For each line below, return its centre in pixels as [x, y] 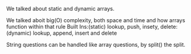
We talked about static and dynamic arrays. [60, 9]
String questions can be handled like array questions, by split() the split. [96, 45]
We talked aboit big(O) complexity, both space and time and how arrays [96, 20]
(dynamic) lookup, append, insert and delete [62, 33]
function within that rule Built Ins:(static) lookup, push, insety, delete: [92, 27]
